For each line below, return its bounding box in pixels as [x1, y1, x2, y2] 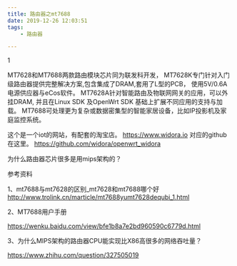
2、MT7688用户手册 [7, 208, 67, 216]
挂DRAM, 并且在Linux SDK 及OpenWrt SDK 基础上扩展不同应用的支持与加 [7, 98, 223, 106]
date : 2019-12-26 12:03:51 [7, 17, 88, 24]
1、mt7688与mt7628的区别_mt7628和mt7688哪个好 [7, 185, 160, 193]
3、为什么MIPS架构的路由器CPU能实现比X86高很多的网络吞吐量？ [7, 237, 202, 245]
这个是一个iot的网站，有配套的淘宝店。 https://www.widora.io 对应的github [7, 131, 227, 139]
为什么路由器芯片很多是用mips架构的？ [7, 155, 122, 163]
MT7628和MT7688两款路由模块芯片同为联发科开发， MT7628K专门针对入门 [7, 71, 230, 79]
